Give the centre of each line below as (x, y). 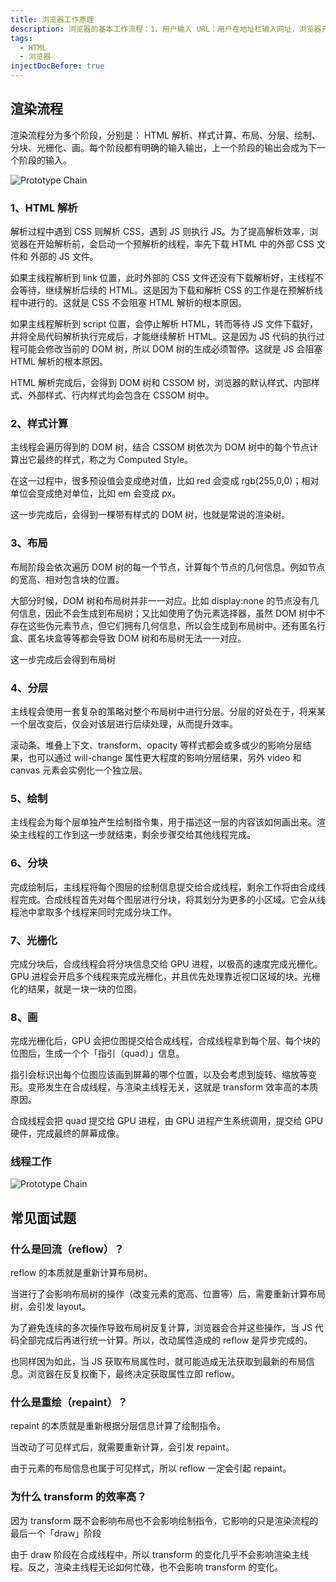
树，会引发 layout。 (50, 1307)
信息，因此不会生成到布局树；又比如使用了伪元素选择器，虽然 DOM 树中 (167, 613)
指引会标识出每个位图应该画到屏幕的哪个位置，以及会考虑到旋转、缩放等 (159, 1075)
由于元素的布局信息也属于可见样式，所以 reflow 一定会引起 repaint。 (151, 1468)
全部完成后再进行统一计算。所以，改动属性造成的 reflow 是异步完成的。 (165, 1340)
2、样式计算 (39, 424)
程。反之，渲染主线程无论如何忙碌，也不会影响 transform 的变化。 (147, 1567)
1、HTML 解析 (44, 208)
